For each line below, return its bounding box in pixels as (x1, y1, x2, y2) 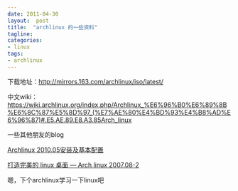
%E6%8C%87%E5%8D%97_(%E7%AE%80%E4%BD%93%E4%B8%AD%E (7, 108, 232, 116)
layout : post (7, 17, 50, 24)
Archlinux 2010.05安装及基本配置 (7, 145, 104, 154)
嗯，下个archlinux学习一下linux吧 (7, 175, 104, 184)
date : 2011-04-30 (7, 10, 59, 18)
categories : (7, 37, 43, 44)
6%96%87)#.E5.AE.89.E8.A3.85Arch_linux (7, 115, 132, 124)
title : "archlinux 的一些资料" (7, 24, 98, 31)
